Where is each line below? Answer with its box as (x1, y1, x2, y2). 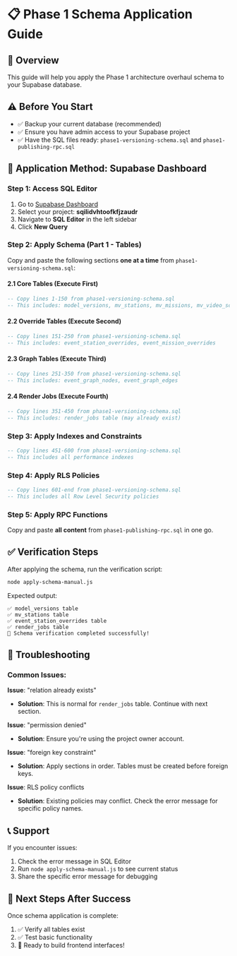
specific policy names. (17, 804, 83, 813)
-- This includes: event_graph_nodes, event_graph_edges (7, 376, 178, 384)
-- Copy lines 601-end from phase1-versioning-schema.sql (7, 486, 181, 494)
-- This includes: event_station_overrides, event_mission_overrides (7, 339, 217, 347)
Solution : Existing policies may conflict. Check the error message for (17, 796, 219, 806)
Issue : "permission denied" (7, 721, 87, 729)
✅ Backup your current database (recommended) (17, 119, 162, 128)
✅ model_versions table (7, 605, 79, 612)
